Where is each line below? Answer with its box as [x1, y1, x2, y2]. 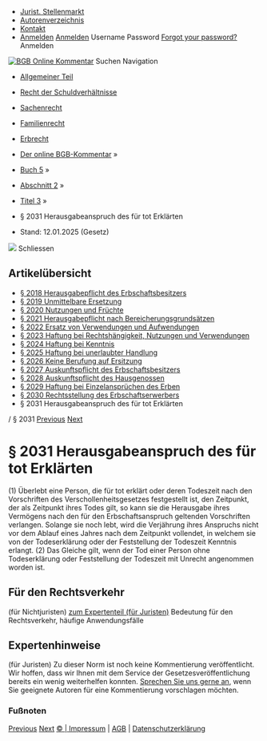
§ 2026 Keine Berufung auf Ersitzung [19, 356, 142, 365]
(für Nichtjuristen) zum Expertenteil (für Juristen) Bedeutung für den [8, 606, 233, 616]
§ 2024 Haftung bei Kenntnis [19, 339, 115, 348]
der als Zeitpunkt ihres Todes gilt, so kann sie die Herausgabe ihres [8, 502, 230, 512]
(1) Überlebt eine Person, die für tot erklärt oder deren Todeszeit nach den [8, 485, 253, 495]
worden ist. [8, 562, 46, 572]
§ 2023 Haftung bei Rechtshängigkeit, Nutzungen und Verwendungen [19, 330, 250, 340]
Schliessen [18, 244, 54, 253]
